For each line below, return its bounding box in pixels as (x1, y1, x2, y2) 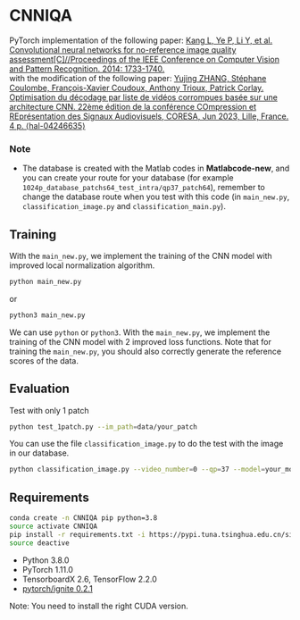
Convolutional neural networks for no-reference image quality (9, 44, 237, 54)
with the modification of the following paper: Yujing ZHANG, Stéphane (9, 72, 267, 83)
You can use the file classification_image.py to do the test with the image (9, 439, 284, 449)
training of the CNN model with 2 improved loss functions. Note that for (9, 336, 272, 347)
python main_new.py (9, 278, 82, 287)
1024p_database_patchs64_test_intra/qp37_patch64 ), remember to (21, 182, 266, 193)
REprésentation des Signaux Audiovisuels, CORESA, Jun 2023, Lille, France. (9, 111, 289, 121)
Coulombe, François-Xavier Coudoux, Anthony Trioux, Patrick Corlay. (9, 82, 264, 93)
